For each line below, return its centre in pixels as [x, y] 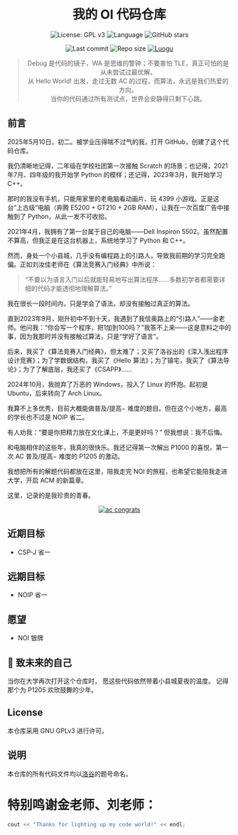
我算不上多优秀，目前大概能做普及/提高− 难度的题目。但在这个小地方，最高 [117, 408]
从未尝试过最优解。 [128, 72]
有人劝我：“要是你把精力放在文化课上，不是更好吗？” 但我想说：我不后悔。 [117, 432]
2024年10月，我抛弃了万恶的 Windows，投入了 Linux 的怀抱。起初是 [108, 384]
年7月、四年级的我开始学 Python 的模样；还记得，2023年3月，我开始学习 [115, 174]
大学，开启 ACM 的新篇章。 [47, 480]
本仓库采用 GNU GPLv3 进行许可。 [58, 731]
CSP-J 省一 [34, 552]
